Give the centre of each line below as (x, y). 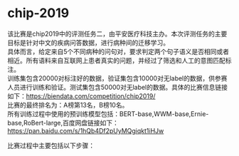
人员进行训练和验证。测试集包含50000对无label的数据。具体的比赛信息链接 (118, 87)
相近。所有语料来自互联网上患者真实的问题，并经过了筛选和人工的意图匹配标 (119, 60)
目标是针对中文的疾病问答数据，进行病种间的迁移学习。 (88, 42)
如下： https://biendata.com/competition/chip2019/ (81, 96)
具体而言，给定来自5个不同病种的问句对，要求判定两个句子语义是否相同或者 (118, 51)
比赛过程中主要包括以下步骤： (51, 145)
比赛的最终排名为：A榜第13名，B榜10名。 (68, 105)
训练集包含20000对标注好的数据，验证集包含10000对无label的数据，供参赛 (117, 78)
